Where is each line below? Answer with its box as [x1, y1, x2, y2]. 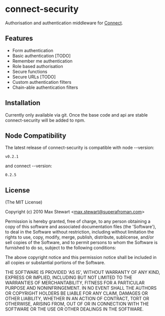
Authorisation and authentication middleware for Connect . [5, 20, 124, 26]
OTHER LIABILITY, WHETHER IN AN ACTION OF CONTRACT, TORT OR [5, 296, 149, 302]
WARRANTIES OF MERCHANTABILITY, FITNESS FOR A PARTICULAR [5, 280, 145, 286]
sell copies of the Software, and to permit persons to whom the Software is [5, 240, 158, 246]
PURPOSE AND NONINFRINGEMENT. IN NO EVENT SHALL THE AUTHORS [5, 285, 157, 291]
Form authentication [12, 47, 53, 53]
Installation [5, 99, 41, 107]
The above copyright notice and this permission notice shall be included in [5, 254, 157, 260]
